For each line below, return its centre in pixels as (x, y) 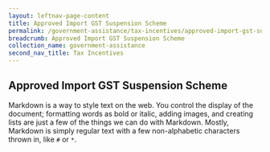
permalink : (27, 31)
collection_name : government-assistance (77, 46)
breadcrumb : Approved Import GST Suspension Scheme (96, 38)
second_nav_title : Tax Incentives (66, 53)
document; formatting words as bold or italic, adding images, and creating (131, 113)
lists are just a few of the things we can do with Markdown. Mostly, (119, 122)
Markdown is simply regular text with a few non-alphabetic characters (124, 130)
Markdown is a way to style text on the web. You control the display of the (131, 105)
